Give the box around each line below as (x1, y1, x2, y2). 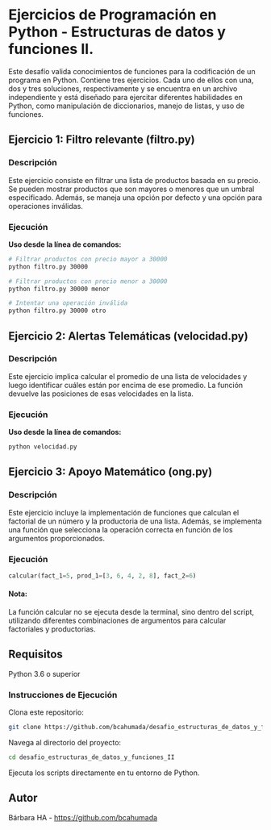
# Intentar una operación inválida (8, 299, 128, 307)
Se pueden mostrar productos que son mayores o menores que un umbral (8, 184, 255, 194)
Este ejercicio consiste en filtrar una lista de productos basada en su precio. (8, 175, 261, 185)
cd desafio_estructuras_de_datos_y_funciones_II (8, 753, 175, 761)
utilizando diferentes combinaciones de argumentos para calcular (8, 615, 227, 626)
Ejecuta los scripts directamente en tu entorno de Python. (8, 768, 200, 778)
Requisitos (8, 648, 63, 661)
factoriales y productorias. (8, 624, 96, 634)
